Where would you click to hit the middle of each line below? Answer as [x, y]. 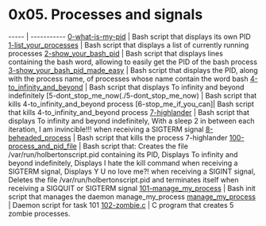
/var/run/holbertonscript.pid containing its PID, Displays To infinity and [123, 154]
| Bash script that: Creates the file [133, 146]
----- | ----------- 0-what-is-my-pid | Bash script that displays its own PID [130, 36]
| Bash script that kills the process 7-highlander [150, 137]
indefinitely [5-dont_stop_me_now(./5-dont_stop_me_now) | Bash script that [133, 95]
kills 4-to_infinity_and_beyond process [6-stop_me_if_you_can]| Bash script [131, 104]
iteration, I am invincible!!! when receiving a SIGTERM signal [106, 129]
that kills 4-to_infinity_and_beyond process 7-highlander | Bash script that [129, 112]
